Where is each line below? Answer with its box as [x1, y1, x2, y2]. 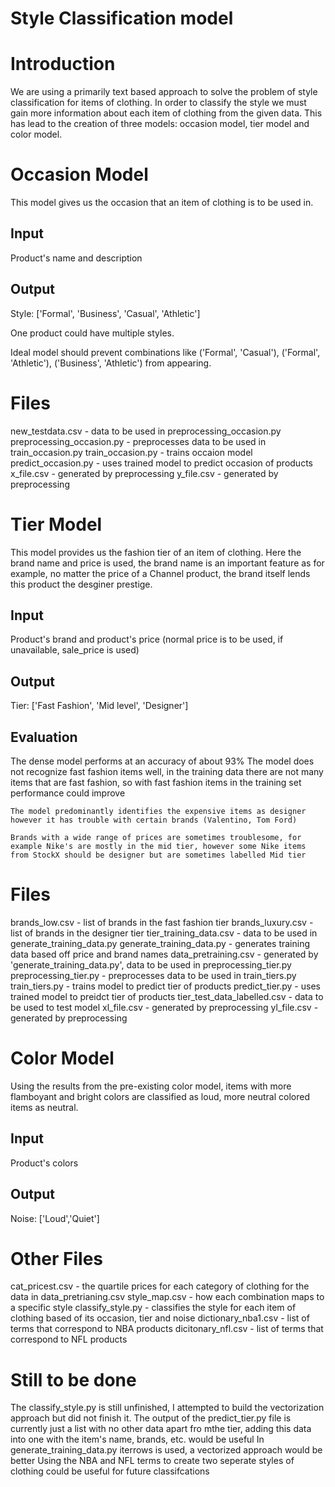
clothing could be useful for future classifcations [10, 1465, 210, 1477]
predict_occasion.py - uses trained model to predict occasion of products [10, 457, 313, 469]
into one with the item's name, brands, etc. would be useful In [10, 1433, 265, 1446]
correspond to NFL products [10, 1333, 128, 1346]
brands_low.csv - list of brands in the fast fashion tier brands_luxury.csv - [10, 916, 314, 928]
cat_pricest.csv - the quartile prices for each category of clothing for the [10, 1280, 310, 1292]
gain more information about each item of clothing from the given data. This [10, 107, 323, 119]
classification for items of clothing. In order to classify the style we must [10, 97, 307, 109]
